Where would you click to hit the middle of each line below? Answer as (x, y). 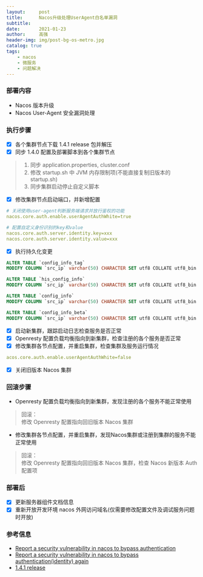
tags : (13, 52)
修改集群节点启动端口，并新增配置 (58, 200)
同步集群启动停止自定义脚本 (65, 186)
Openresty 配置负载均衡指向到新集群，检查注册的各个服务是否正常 (98, 338)
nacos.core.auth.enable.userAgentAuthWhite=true (69, 217)
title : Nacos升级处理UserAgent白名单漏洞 (62, 18)
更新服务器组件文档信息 (44, 502)
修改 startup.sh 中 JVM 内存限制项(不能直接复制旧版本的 (100, 172)
